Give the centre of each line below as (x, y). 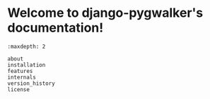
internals (22, 77)
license (19, 89)
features (20, 71)
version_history (31, 83)
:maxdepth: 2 (27, 46)
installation (27, 65)
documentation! (56, 28)
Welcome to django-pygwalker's (105, 13)
